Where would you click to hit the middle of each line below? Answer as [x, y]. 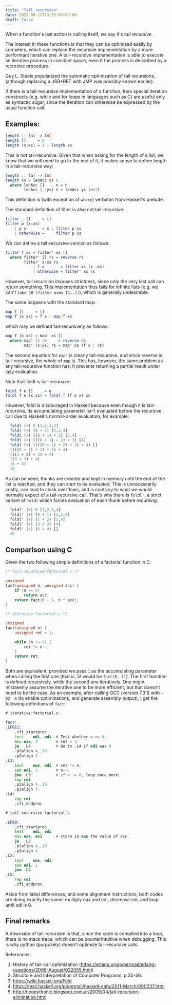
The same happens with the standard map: [51, 302]
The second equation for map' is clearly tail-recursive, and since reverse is [84, 355]
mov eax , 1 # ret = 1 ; [47, 741]
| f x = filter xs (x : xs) [68, 267]
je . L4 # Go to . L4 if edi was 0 [63, 746]
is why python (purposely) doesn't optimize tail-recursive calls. [72, 944]
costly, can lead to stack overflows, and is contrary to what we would [79, 490]
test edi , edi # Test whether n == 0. [61, 737]
